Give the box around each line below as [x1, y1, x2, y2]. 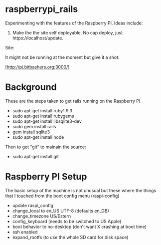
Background [5, 81, 57, 93]
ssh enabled [12, 229, 38, 235]
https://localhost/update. [12, 35, 64, 41]
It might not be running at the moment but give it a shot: [5, 54, 120, 60]
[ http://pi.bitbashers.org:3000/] [5, 64, 70, 70]
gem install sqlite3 [12, 129, 50, 135]
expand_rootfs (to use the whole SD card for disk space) [12, 234, 129, 240]
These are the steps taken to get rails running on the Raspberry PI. [5, 98, 142, 104]
